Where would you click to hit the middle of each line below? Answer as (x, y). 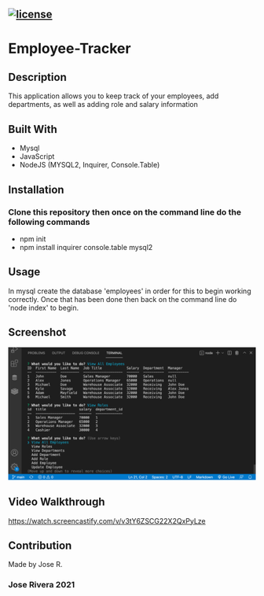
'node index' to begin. (44, 307)
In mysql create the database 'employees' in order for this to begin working (130, 291)
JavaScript (37, 156)
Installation (36, 189)
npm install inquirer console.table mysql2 (86, 247)
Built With (33, 129)
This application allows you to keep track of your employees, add (114, 96)
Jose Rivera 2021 (42, 585)
